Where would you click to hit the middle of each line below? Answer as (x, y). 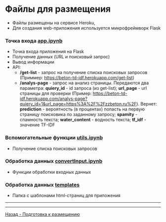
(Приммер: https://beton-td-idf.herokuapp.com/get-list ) (77, 78)
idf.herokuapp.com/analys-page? (54, 99)
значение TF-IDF (37, 125)
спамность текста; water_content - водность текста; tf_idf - (83, 120)
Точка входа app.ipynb (34, 40)
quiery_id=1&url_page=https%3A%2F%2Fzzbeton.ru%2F (78, 104)
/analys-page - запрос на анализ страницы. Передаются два (84, 83)
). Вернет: (147, 104)
